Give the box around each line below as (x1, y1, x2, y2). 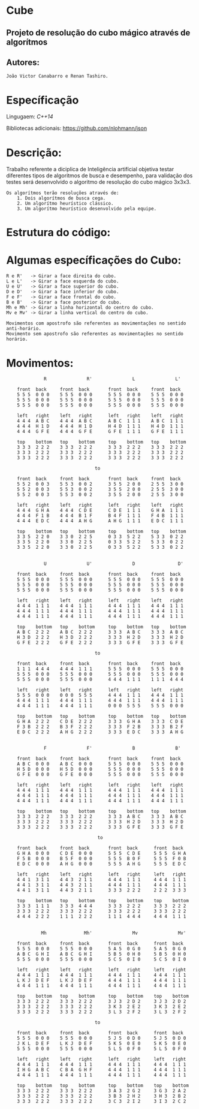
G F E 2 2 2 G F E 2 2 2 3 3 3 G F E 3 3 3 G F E (17, 640, 184, 646)
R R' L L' (44, 376, 181, 382)
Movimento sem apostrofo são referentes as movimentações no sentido (6, 331, 184, 337)
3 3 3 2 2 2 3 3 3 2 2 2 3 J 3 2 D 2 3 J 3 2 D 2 (17, 998, 186, 1004)
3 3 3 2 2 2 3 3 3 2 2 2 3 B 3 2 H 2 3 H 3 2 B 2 (17, 1093, 186, 1099)
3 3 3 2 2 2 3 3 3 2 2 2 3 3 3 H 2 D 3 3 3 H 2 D (17, 819, 184, 825)
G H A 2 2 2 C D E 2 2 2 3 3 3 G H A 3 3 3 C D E (17, 718, 184, 724)
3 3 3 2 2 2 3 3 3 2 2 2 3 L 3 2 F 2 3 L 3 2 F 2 (17, 1009, 186, 1015)
